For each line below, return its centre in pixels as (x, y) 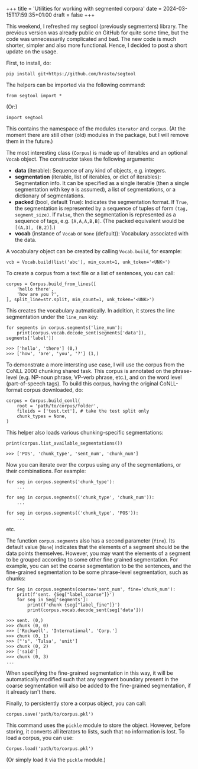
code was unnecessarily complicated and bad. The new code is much (91, 39)
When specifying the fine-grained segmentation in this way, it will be (90, 673)
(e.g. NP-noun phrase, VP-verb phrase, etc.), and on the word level (100, 377)
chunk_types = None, (42, 416)
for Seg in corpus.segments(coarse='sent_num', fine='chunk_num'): (91, 589)
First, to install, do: (29, 63)
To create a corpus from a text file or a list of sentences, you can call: (91, 273)
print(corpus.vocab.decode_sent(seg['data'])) (86, 610)
